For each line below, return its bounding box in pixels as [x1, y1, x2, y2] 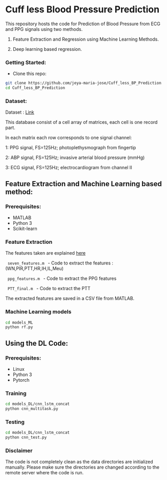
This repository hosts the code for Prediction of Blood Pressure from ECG [5, 21, 160, 27]
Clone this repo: [12, 70, 47, 77]
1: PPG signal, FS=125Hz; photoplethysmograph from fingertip [5, 145, 136, 151]
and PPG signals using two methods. [5, 26, 83, 32]
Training [5, 389, 27, 397]
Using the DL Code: [5, 339, 68, 348]
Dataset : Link [5, 109, 34, 115]
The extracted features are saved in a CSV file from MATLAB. [5, 295, 135, 301]
